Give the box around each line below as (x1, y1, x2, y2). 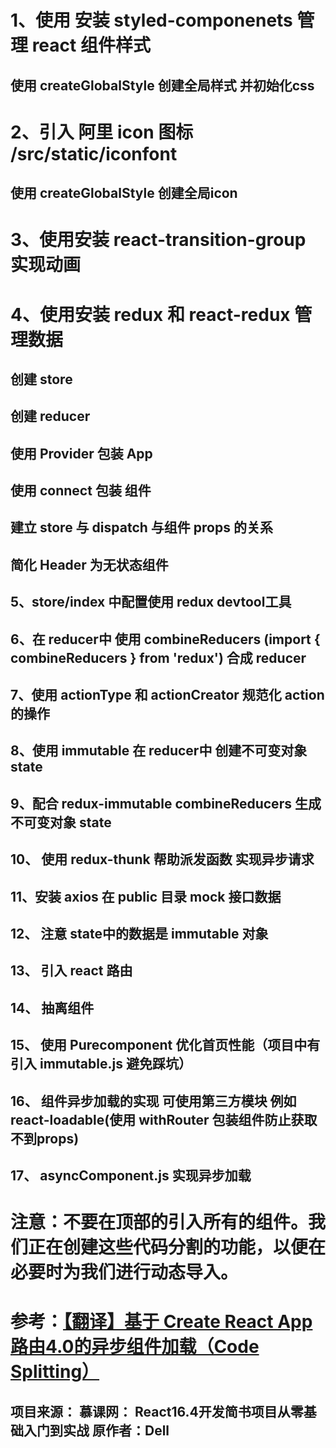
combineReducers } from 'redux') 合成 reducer (10, 649, 307, 666)
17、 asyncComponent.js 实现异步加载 (10, 1167, 252, 1184)
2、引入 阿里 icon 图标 (10, 121, 194, 143)
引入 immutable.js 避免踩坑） (10, 1056, 192, 1073)
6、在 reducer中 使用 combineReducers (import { (10, 631, 321, 648)
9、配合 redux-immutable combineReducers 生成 (10, 795, 322, 812)
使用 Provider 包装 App (10, 445, 153, 462)
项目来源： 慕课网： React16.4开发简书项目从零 (10, 1403, 304, 1420)
